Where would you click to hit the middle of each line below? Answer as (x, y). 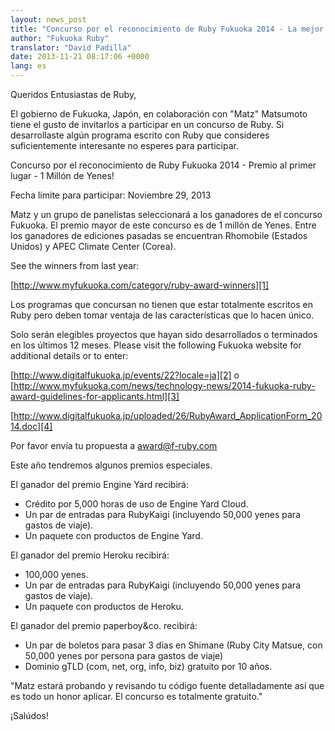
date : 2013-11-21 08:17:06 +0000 (80, 57)
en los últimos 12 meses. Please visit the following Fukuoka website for (156, 345)
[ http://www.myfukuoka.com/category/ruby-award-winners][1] (140, 285)
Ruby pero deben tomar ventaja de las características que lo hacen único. (162, 315)
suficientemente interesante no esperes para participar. (124, 145)
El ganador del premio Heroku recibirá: (90, 555)
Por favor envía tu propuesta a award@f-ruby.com (114, 445)
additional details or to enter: (69, 355)
